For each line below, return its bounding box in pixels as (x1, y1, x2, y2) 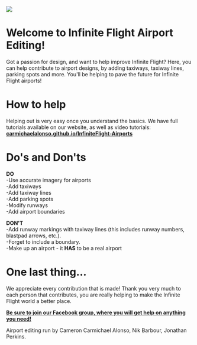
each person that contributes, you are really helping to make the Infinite (6, 291, 180, 298)
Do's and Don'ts (6, 151, 86, 165)
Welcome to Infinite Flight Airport (6, 26, 173, 40)
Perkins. (6, 333, 27, 340)
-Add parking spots (6, 195, 53, 202)
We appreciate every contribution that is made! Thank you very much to (6, 285, 182, 292)
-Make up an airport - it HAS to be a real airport (6, 244, 122, 252)
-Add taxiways (6, 183, 41, 190)
